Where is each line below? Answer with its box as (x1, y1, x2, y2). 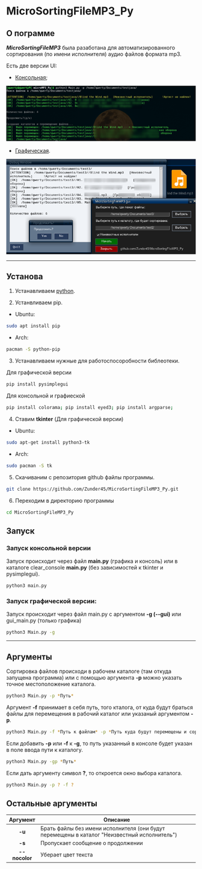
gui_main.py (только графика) (6, 617, 82, 624)
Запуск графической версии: (6, 597, 97, 605)
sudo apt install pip (6, 323, 61, 329)
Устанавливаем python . (14, 287, 75, 295)
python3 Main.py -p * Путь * (6, 693, 74, 699)
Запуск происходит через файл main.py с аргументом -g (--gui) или (6, 610, 182, 618)
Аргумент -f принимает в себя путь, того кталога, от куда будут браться (6, 704, 194, 711)
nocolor (11, 854, 32, 861)
